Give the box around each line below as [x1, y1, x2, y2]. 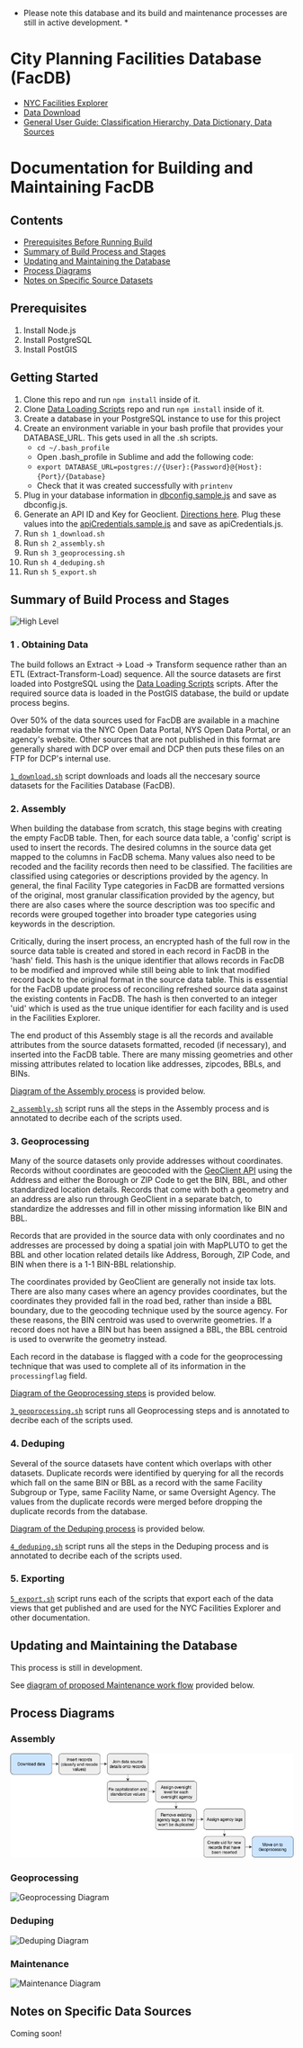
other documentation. [10, 1611, 91, 1623]
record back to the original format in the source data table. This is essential [10, 974, 289, 985]
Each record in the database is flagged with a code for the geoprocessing [10, 1351, 283, 1362]
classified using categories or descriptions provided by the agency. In [10, 871, 269, 881]
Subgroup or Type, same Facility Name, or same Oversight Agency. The [10, 1486, 277, 1497]
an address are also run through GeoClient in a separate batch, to [10, 1194, 253, 1204]
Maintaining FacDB [10, 177, 155, 197]
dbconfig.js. [22, 499, 68, 510]
